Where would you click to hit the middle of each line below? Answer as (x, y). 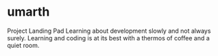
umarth (28, 12)
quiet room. (23, 45)
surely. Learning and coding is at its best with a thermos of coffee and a (109, 38)
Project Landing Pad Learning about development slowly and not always (109, 31)
